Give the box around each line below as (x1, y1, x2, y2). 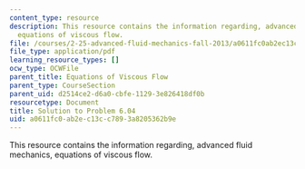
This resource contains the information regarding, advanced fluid (9, 140, 252, 151)
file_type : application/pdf (9, 47, 116, 56)
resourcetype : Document (9, 97, 100, 107)
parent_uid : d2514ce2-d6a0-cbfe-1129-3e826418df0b (9, 89, 205, 98)
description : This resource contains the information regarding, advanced (9, 22, 299, 31)
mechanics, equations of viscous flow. (9, 149, 152, 160)
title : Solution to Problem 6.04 (9, 106, 136, 115)
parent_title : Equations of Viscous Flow (9, 73, 169, 82)
